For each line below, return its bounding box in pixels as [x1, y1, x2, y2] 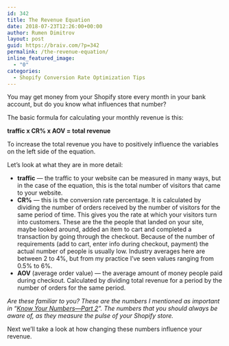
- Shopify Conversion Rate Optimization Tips [13, 74, 146, 81]
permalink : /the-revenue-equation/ [7, 49, 109, 56]
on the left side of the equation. [7, 147, 96, 155]
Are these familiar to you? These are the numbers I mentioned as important [7, 297, 220, 305]
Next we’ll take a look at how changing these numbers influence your [7, 325, 202, 334]
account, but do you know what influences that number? [7, 100, 167, 109]
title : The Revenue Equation [7, 17, 91, 23]
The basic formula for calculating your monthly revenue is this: [7, 113, 184, 122]
